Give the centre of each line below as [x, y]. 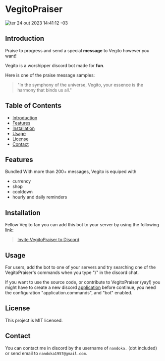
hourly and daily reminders [40, 197]
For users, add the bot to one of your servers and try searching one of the [81, 267]
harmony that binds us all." [44, 90]
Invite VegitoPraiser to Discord [48, 240]
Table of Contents [33, 106]
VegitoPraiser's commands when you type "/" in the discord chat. [72, 272]
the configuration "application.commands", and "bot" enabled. [69, 293]
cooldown [23, 192]
